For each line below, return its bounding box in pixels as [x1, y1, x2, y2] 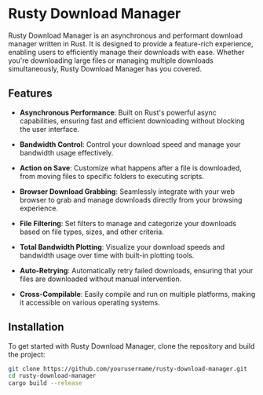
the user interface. [19, 124, 80, 133]
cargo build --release [8, 379, 82, 387]
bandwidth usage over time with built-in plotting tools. [19, 251, 195, 260]
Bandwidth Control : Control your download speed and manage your [19, 139, 241, 149]
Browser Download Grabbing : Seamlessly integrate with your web [19, 186, 236, 196]
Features [8, 87, 53, 101]
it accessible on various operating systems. [19, 298, 160, 307]
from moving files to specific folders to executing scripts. [19, 171, 204, 181]
